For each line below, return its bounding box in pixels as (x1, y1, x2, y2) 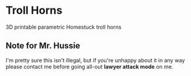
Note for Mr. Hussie (5, 41, 80, 51)
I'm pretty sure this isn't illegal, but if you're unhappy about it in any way (5, 56, 186, 63)
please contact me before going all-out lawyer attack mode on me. (5, 63, 173, 70)
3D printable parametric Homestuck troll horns (5, 23, 121, 31)
